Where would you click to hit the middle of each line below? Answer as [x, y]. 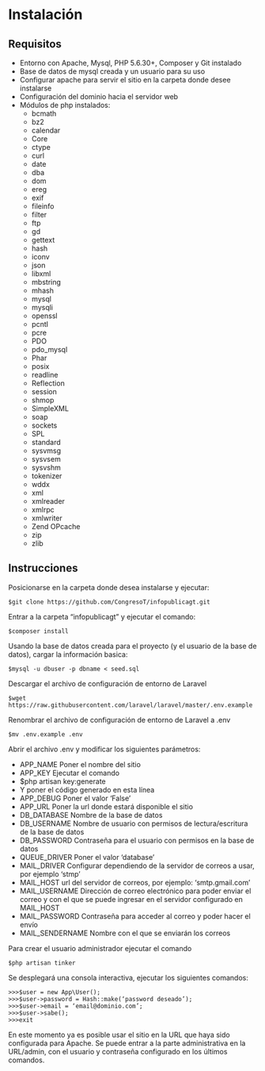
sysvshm [46, 467]
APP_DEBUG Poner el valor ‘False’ [75, 798]
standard [46, 442]
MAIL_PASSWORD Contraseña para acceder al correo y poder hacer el [135, 916]
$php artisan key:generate [62, 781]
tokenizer [47, 476]
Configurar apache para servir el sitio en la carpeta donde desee [125, 80]
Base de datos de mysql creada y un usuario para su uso [112, 71]
